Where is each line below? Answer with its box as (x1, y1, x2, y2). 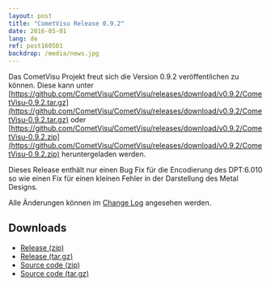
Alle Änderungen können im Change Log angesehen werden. (8, 198, 212, 207)
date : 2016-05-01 (8, 27, 67, 35)
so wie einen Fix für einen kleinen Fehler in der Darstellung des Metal (8, 173, 239, 183)
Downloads (8, 221, 67, 235)
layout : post (8, 11, 53, 20)
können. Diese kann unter (8, 80, 95, 90)
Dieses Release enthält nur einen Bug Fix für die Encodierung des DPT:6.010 (8, 165, 263, 174)
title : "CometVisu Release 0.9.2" (8, 19, 125, 28)
